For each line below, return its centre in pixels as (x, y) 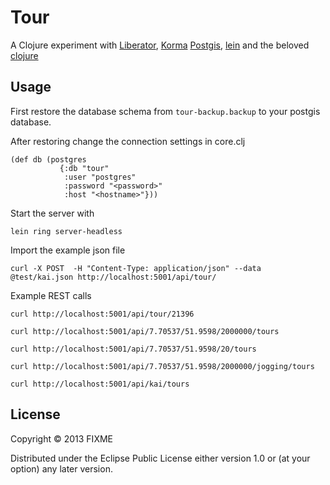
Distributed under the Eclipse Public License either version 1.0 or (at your (160, 458)
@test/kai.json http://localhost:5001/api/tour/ (113, 277)
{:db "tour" (84, 168)
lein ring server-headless (66, 231)
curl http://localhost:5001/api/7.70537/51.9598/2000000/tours (145, 331)
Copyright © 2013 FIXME (61, 438)
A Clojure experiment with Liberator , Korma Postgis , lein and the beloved (160, 45)
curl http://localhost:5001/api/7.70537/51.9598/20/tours (133, 349)
